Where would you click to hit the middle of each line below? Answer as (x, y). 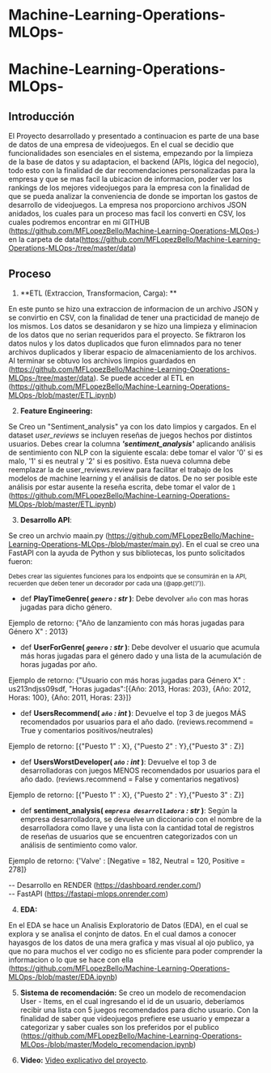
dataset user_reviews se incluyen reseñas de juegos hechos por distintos (130, 435)
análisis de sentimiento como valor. (78, 845)
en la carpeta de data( (45, 239)
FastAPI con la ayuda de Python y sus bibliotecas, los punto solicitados (127, 553)
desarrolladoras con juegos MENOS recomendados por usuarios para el (140, 770)
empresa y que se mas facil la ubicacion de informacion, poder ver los (125, 179)
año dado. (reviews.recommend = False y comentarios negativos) (129, 779)
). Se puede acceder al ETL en (144, 378)
